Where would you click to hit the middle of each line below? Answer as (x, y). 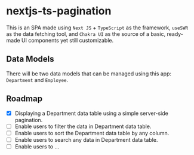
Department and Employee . (37, 80)
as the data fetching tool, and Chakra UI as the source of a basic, (86, 34)
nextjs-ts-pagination (59, 11)
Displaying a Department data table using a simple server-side (91, 113)
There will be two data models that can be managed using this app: (89, 74)
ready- (175, 34)
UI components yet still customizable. (67, 40)
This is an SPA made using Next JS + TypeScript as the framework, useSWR (97, 28)
